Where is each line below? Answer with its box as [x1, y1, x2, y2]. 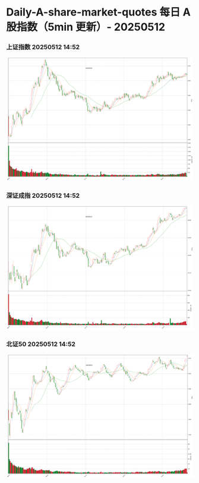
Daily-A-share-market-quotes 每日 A [6, 5, 191, 19]
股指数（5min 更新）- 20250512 [6, 20, 165, 34]
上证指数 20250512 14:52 [6, 43, 80, 51]
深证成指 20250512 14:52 [6, 191, 80, 200]
